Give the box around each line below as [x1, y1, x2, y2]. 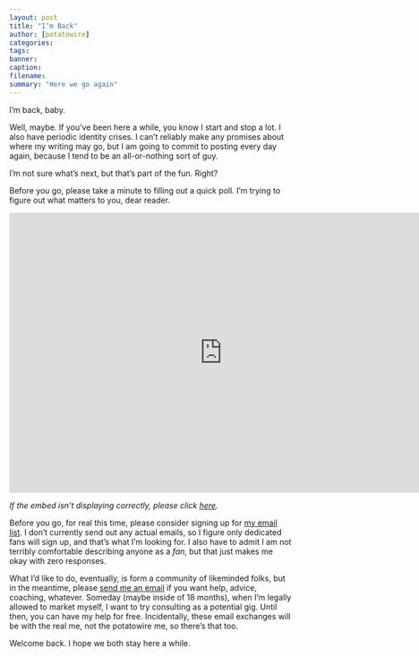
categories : [9, 38, 54, 48]
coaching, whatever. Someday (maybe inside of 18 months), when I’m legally [9, 592, 292, 602]
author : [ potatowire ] [9, 30, 90, 39]
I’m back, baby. [9, 104, 65, 115]
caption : [9, 64, 42, 73]
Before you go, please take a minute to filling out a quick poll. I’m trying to [9, 185, 281, 195]
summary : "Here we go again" [9, 80, 118, 89]
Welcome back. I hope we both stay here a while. [9, 637, 191, 648]
